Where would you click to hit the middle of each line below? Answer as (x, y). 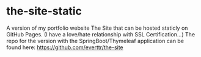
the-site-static (44, 11)
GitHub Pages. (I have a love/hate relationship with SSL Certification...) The (101, 34)
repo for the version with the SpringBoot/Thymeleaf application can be (95, 41)
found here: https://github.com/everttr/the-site (65, 47)
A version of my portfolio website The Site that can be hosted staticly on (97, 28)
